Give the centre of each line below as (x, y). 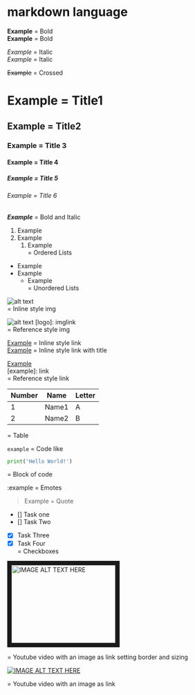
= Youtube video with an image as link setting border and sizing (98, 657)
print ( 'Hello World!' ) (40, 461)
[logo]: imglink (55, 322)
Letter (85, 395)
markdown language (67, 12)
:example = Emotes (35, 488)
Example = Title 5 (33, 178)
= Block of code (30, 474)
